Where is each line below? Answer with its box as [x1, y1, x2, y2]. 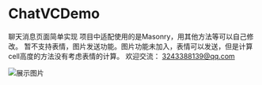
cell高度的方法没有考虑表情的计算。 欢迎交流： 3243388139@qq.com [8, 51, 235, 61]
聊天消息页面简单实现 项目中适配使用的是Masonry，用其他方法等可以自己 [8, 31, 247, 41]
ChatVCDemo [8, 5, 101, 23]
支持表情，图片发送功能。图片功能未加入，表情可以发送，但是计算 [37, 41, 253, 51]
